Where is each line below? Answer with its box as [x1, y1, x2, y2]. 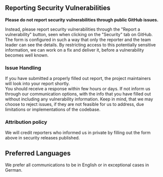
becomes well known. [5, 52, 49, 58]
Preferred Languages [5, 149, 71, 157]
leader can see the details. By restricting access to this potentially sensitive [5, 41, 156, 48]
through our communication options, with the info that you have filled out [5, 91, 151, 97]
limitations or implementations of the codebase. [5, 107, 101, 113]
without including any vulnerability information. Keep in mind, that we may [5, 96, 153, 102]
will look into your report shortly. [5, 80, 70, 87]
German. [5, 167, 23, 173]
